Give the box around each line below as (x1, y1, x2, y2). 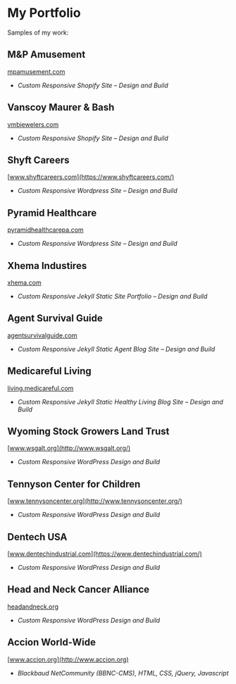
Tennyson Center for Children (7, 478, 141, 490)
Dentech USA (7, 530, 68, 543)
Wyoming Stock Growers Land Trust (7, 425, 170, 437)
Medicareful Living (7, 365, 92, 378)
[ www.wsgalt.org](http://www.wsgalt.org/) (7, 444, 131, 452)
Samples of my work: (7, 28, 69, 37)
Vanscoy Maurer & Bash (7, 101, 115, 113)
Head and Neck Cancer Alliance (7, 583, 150, 596)
